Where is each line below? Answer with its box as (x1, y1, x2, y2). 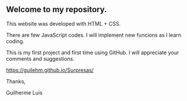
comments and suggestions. (6, 55, 75, 62)
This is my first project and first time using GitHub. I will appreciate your (6, 49, 179, 56)
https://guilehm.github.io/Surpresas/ (6, 67, 94, 74)
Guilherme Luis (6, 89, 43, 96)
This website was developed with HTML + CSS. (6, 20, 121, 27)
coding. (6, 37, 25, 44)
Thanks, (6, 78, 26, 85)
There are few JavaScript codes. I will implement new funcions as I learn (6, 32, 182, 39)
